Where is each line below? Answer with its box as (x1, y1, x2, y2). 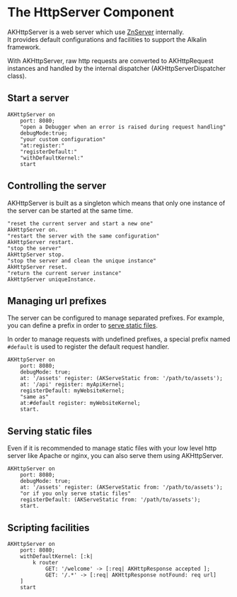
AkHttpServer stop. (7, 251, 65, 258)
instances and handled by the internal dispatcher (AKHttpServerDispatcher (7, 64, 226, 72)
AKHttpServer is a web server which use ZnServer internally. (7, 28, 185, 36)
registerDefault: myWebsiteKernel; (20, 387, 125, 394)
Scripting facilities (7, 522, 90, 534)
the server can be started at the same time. (7, 206, 133, 215)
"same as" (20, 394, 50, 401)
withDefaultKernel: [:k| (20, 553, 93, 560)
